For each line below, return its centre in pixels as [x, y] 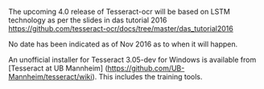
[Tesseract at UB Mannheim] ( [58, 68]
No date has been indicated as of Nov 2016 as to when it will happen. [123, 44]
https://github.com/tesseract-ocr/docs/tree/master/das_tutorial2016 [121, 28]
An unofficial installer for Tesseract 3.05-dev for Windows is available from [132, 60]
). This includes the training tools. [147, 77]
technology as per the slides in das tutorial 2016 [88, 20]
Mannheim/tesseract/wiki [50, 77]
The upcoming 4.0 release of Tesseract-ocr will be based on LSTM [120, 12]
